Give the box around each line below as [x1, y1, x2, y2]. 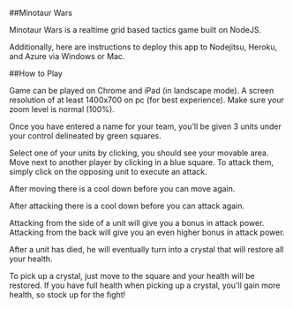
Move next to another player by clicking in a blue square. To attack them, [9, 157, 274, 167]
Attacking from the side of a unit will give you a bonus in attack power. [9, 218, 265, 228]
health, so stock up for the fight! [9, 290, 126, 299]
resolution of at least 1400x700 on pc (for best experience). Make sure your [9, 94, 285, 105]
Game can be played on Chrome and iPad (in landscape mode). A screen [9, 86, 274, 95]
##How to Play [9, 68, 64, 79]
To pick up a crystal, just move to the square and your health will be [9, 271, 255, 281]
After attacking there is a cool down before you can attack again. [9, 200, 245, 211]
